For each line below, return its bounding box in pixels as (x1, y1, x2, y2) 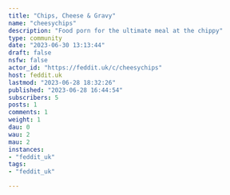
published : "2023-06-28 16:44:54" (8, 86, 124, 94)
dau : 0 (8, 123, 30, 131)
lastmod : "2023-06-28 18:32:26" (8, 78, 116, 86)
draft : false (8, 49, 52, 57)
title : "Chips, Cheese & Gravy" (8, 11, 116, 20)
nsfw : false (8, 57, 48, 65)
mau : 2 (8, 137, 30, 146)
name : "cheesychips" (8, 19, 77, 27)
